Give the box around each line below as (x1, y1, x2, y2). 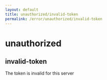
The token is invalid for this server (5, 70, 74, 77)
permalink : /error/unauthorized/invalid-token (5, 16, 103, 21)
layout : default (5, 7, 38, 12)
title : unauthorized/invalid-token (5, 12, 78, 17)
